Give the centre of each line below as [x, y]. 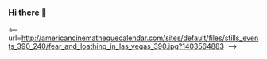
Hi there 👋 [28, 13]
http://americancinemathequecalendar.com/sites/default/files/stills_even [140, 38]
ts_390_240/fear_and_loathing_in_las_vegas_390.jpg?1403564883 [116, 46]
